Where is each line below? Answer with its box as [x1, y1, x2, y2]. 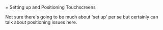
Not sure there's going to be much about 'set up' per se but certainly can [5, 14, 158, 19]
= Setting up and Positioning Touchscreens [5, 4, 96, 10]
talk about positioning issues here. [5, 19, 77, 25]
